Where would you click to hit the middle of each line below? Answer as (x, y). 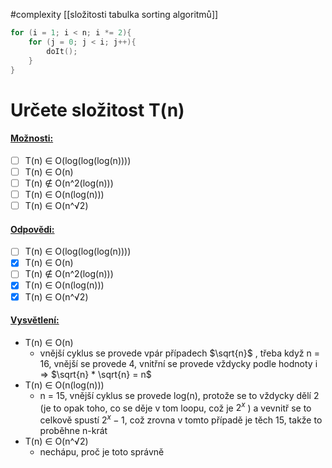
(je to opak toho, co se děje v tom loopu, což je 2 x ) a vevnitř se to (175, 407)
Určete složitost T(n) (97, 110)
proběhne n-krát (73, 431)
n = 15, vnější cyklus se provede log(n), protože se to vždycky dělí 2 (179, 395)
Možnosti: (32, 138)
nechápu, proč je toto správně (102, 452)
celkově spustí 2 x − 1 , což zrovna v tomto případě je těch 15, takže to (181, 419)
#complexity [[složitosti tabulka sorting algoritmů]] (114, 14)
